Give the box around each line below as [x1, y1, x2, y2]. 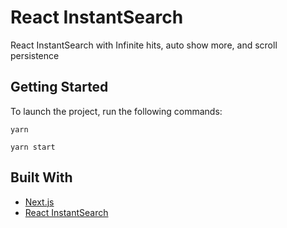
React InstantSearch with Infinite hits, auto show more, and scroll [10, 39, 278, 51]
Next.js [24, 196, 55, 208]
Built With [10, 169, 73, 186]
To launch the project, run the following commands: [10, 105, 223, 117]
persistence [10, 49, 60, 61]
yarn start [10, 142, 56, 152]
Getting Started [10, 79, 109, 96]
